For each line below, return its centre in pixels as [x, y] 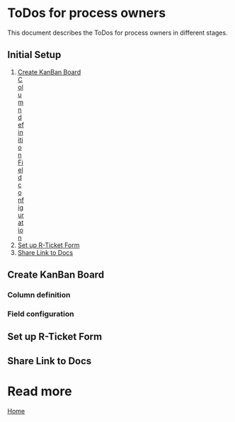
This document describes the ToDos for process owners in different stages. [117, 33]
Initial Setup [34, 55]
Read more [40, 391]
